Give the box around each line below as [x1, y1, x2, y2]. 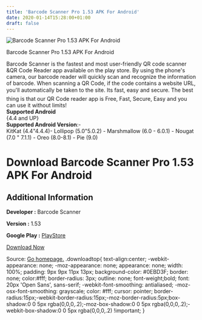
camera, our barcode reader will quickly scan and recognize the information [6, 73, 196, 81]
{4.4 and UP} [6, 115, 39, 122]
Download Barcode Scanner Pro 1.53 [6, 155, 194, 169]
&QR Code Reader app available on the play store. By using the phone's [6, 67, 186, 74]
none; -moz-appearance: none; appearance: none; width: [39, 262, 183, 269]
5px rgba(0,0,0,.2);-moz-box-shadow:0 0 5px [37, 301, 151, 308]
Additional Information [6, 192, 93, 202]
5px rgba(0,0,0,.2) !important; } [67, 307, 145, 315]
